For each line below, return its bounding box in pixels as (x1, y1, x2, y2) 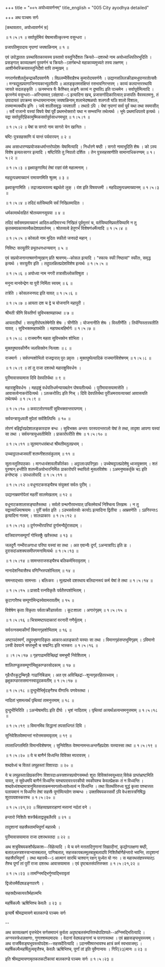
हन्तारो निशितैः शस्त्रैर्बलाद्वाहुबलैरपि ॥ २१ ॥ (5, 814, 71, 820)
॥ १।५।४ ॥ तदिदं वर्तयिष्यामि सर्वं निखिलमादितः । (5, 200, 84, 206)
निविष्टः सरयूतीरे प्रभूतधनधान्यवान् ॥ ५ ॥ (5, 245, 68, 251)
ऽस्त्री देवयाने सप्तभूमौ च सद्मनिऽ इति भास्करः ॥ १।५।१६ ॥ (5, 643, 98, 648)
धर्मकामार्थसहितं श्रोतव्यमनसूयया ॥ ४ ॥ (5, 210, 65, 216)
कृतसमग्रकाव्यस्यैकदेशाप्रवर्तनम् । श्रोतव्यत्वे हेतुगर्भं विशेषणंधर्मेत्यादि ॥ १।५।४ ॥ (5, 225, 127, 231)
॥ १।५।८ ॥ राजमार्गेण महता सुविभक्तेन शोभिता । (5, 335, 84, 341)
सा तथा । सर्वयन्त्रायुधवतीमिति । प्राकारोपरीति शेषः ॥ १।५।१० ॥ (5, 431, 107, 437)
